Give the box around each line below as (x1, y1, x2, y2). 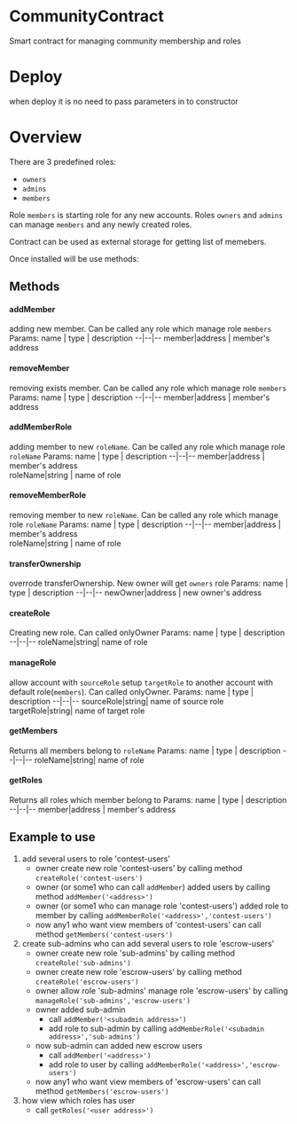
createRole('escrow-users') (35, 978, 139, 986)
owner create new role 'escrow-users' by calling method (35, 966, 242, 977)
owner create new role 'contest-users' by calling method (35, 862, 243, 873)
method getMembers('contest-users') (35, 929, 174, 939)
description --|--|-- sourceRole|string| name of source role (9, 696, 224, 706)
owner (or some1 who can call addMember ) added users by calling (35, 881, 270, 892)
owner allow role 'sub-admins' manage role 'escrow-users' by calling (35, 985, 288, 995)
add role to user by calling (48, 1058, 145, 1070)
